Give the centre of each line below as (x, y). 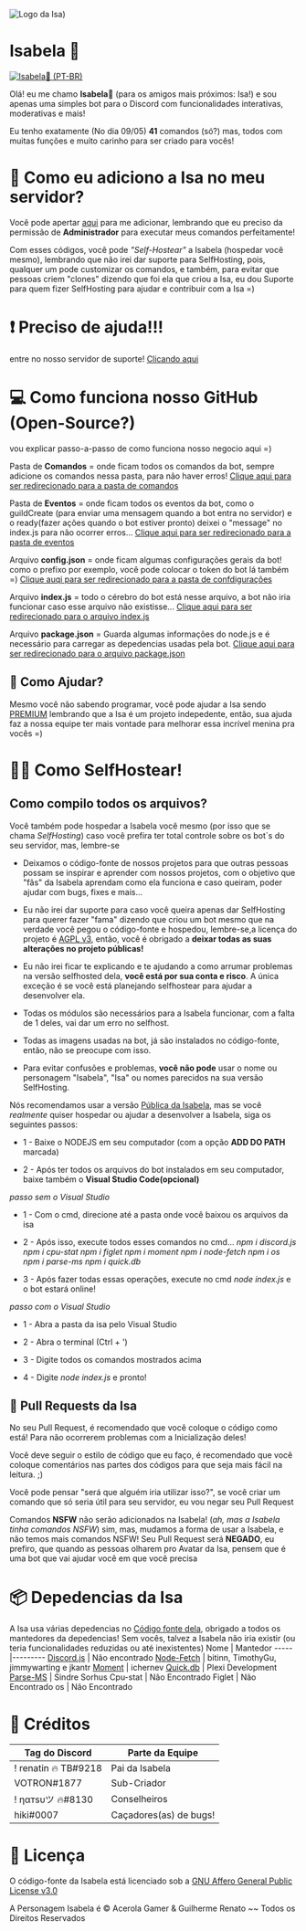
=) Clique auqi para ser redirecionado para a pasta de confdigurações (141, 579)
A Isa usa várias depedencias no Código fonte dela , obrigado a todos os (145, 1629)
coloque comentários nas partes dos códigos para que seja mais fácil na (146, 1465)
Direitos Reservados (47, 1918)
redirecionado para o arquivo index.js (79, 616)
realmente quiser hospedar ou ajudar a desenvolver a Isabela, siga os (140, 1114)
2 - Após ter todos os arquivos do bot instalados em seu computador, (153, 1169)
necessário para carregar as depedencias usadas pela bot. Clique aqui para (152, 643)
